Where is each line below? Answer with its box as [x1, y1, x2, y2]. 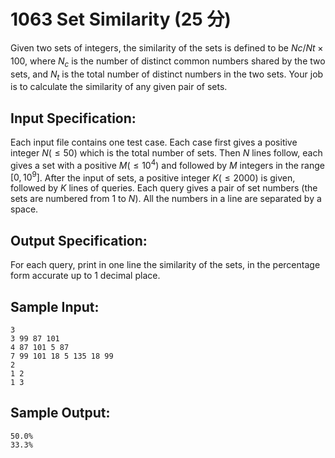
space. [10, 203, 39, 215]
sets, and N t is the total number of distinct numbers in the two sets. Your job [10, 68, 324, 82]
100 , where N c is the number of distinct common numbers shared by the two [10, 55, 326, 69]
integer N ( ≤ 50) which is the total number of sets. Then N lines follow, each [10, 147, 323, 159]
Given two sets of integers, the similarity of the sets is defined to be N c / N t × [10, 41, 324, 54]
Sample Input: [10, 298, 100, 315]
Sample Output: [10, 405, 111, 422]
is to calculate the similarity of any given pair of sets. [10, 81, 228, 93]
